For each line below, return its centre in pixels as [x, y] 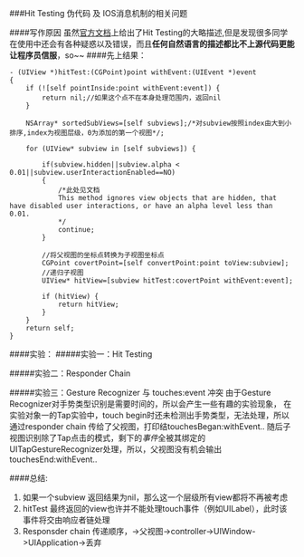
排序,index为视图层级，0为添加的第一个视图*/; [87, 133]
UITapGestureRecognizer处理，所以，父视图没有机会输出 [116, 449]
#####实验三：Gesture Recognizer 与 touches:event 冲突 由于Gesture [140, 393]
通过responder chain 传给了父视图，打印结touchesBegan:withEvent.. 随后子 [150, 427]
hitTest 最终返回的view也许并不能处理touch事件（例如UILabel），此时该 [155, 509]
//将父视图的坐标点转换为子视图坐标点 [103, 255]
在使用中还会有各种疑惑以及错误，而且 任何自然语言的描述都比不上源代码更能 [152, 44]
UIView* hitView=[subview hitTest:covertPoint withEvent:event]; [168, 281]
